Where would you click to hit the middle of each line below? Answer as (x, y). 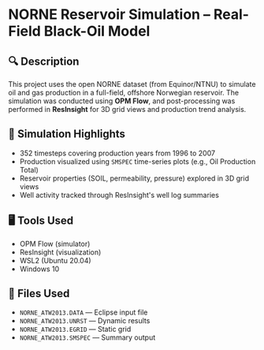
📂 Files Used (39, 294)
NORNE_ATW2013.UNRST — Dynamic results (85, 321)
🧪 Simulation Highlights (67, 134)
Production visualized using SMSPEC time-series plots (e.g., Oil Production (138, 161)
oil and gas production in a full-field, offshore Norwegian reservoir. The (124, 93)
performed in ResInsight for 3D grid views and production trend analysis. (127, 109)
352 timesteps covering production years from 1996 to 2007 (117, 153)
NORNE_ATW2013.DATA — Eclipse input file (84, 312)
